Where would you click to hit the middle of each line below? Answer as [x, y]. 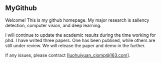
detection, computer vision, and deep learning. [53, 25]
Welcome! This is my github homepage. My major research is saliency [77, 20]
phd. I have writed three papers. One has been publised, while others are [80, 40]
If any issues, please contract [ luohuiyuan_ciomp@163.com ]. [68, 55]
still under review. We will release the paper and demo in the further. [75, 45]
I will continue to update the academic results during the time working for [80, 35]
